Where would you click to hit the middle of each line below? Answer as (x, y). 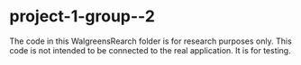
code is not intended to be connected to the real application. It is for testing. (150, 50)
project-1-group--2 (82, 16)
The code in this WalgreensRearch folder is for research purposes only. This (151, 41)
